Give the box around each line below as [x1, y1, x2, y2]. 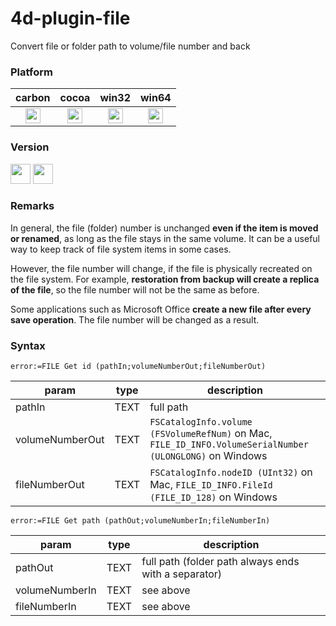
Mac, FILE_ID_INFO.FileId [149, 478, 273, 492]
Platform [10, 65, 53, 79]
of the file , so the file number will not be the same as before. [10, 283, 260, 296]
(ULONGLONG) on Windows [149, 449, 268, 463]
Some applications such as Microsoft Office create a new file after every [10, 303, 312, 315]
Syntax [10, 338, 46, 352]
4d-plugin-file [10, 7, 131, 30]
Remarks [10, 199, 55, 213]
